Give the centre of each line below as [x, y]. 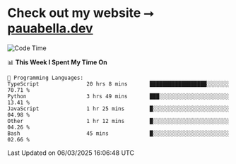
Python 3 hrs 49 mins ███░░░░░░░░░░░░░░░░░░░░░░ [118, 96]
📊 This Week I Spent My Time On [57, 62]
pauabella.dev [50, 29]
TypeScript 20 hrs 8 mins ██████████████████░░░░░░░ [118, 84]
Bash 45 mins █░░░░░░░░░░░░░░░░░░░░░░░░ [118, 133]
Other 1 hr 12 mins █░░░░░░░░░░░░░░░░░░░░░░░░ [118, 121]
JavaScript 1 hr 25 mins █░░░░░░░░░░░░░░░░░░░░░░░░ [118, 109]
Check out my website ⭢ [81, 13]
